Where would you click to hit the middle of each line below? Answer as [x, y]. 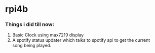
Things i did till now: [30, 25]
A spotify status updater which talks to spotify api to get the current [81, 40]
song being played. [32, 46]
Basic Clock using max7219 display [48, 35]
